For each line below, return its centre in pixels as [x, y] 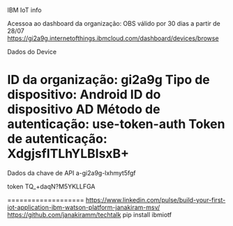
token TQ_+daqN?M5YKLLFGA [51, 186]
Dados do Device [32, 52]
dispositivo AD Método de [84, 110]
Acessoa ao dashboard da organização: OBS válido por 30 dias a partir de [114, 23]
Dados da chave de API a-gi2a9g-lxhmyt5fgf [72, 172]
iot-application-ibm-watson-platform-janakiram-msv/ [84, 207]
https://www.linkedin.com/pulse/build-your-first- [156, 200]
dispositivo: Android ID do [84, 95]
